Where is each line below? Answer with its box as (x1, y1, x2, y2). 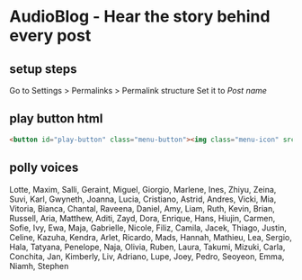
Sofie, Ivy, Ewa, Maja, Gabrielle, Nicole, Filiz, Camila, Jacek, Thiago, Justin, (9, 222, 288, 233)
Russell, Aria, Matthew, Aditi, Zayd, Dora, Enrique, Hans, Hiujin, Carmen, (9, 212, 276, 223)
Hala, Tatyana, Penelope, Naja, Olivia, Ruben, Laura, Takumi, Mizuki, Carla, (9, 241, 286, 252)
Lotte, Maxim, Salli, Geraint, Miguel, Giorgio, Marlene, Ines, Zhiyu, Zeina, (9, 184, 277, 194)
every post (9, 25, 92, 46)
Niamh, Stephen (9, 260, 69, 271)
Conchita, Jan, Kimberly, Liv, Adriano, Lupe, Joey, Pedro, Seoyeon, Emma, (9, 250, 285, 262)
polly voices (9, 160, 79, 176)
